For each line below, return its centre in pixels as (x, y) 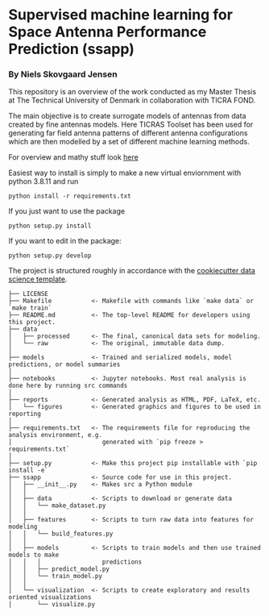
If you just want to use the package (67, 211)
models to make (34, 555)
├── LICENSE (28, 294)
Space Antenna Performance (108, 32)
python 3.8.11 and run (43, 181)
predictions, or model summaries (64, 364)
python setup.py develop (50, 256)
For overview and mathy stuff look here (73, 157)
